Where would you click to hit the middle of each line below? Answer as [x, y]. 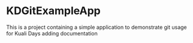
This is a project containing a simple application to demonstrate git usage [96, 27]
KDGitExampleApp [53, 11]
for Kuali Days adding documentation [52, 33]
